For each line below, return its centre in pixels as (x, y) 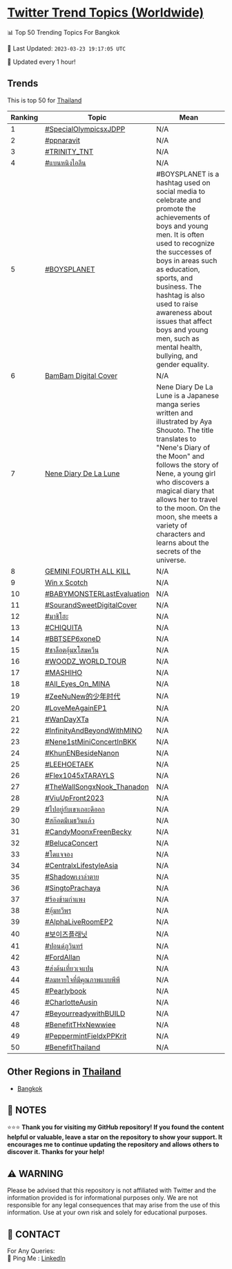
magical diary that (185, 491)
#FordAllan (62, 957)
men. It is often (181, 235)
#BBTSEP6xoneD (73, 638)
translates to (176, 439)
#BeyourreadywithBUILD (85, 1014)
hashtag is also (181, 295)
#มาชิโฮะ (57, 616)
